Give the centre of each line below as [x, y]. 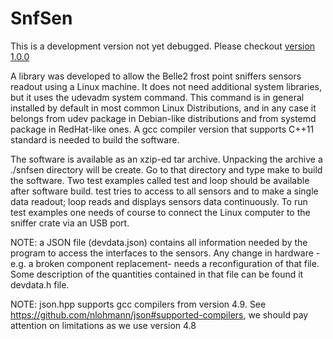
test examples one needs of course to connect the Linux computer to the [160, 212]
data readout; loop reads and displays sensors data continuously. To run [159, 201]
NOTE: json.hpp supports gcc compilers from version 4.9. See [138, 304]
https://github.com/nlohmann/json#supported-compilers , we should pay [159, 314]
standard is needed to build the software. [95, 139]
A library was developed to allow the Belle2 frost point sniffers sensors [156, 76]
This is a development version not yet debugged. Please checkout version [163, 46]
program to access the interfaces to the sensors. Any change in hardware [162, 253]
